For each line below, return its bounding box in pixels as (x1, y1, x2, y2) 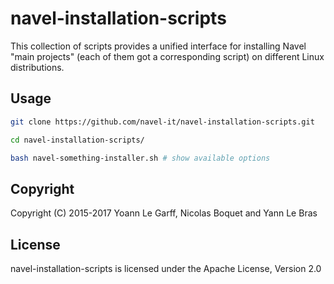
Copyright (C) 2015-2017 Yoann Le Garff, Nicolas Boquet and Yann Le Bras (10, 207, 318, 219)
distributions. (10, 61, 65, 73)
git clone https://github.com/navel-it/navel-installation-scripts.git (10, 117, 315, 127)
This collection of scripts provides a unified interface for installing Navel (10, 40, 307, 52)
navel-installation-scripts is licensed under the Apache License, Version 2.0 (10, 263, 322, 274)
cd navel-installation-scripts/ (10, 135, 145, 145)
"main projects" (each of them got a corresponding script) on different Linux (10, 50, 325, 62)
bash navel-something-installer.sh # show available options (10, 153, 271, 163)
